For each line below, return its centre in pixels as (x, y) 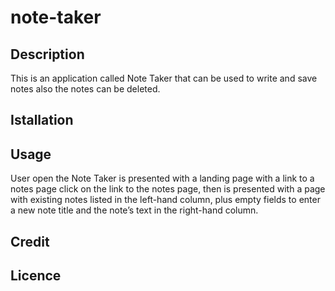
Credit (30, 241)
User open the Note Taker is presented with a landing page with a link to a (162, 178)
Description (47, 54)
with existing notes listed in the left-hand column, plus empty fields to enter (165, 200)
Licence (36, 275)
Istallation (42, 120)
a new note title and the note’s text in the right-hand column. (134, 210)
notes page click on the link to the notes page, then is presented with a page (168, 189)
